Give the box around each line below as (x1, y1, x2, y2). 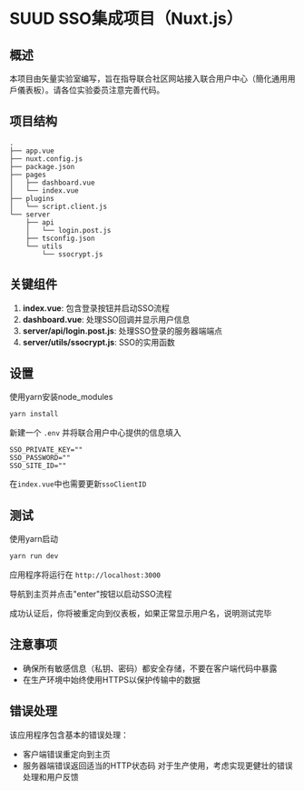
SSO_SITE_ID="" (9, 461, 67, 471)
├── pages (9, 170, 47, 179)
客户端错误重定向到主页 (22, 748, 111, 759)
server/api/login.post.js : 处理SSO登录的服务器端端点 (22, 325, 223, 336)
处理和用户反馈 (22, 771, 79, 782)
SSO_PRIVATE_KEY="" (9, 446, 83, 455)
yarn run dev (9, 552, 59, 561)
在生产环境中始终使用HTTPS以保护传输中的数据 (22, 674, 201, 685)
